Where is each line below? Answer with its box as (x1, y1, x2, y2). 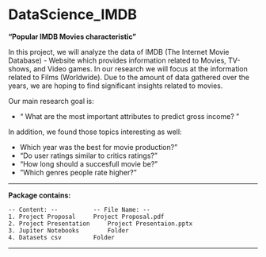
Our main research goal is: (8, 96, 95, 105)
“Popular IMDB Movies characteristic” (8, 32, 137, 41)
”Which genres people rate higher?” (19, 167, 137, 177)
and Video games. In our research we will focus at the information (32, 63, 248, 73)
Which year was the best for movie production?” (19, 142, 178, 152)
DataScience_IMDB (8, 6, 137, 24)
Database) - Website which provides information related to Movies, (8, 56, 227, 65)
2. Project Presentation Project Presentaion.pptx (8, 220, 193, 228)
